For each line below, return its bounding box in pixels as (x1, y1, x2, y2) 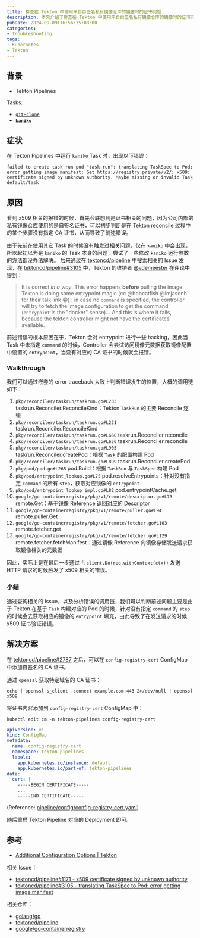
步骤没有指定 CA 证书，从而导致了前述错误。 (22, 229, 132, 236)
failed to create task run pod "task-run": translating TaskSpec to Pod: (7, 164, 193, 170)
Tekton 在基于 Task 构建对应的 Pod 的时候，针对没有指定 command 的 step (13, 605, 191, 612)
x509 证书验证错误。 (7, 620, 58, 627)
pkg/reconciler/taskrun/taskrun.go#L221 (15, 420, 117, 426)
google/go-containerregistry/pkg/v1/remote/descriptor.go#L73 (15, 494, 173, 500)
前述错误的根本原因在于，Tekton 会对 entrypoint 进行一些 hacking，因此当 (7, 334, 189, 341)
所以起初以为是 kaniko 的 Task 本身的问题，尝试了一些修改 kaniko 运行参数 (7, 250, 189, 257)
